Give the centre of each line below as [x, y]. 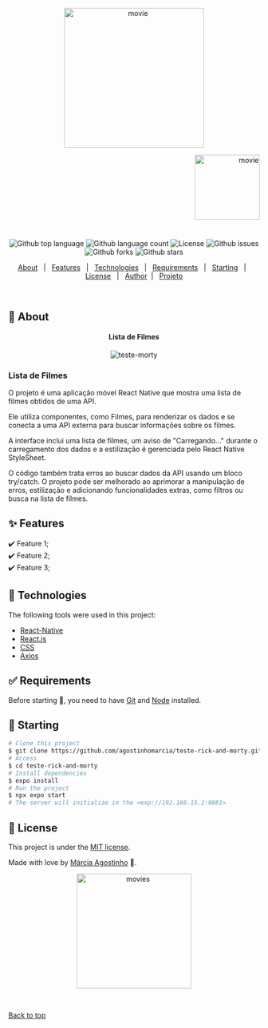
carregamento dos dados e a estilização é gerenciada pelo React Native [126, 449]
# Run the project [39, 788]
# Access [23, 759]
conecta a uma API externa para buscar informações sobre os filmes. [122, 425]
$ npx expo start [37, 796]
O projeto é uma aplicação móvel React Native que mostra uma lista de [125, 393]
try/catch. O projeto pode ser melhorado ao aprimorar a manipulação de [126, 482]
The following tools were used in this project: [82, 614]
